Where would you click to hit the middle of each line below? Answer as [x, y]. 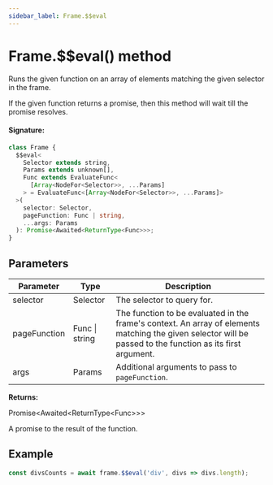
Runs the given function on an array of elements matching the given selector [136, 79]
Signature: [26, 130]
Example [31, 455]
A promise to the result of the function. [73, 428]
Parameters [39, 264]
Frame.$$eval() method [90, 56]
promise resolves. [38, 111]
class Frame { [32, 147]
